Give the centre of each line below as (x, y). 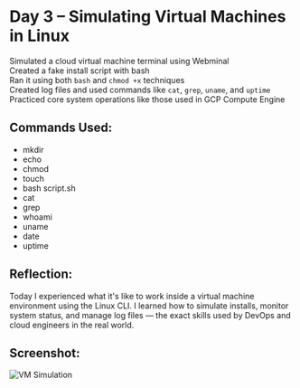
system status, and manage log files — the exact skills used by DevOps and (150, 315)
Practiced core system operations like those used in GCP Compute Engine (147, 99)
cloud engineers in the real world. (72, 325)
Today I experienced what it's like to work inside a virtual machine (132, 296)
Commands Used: (61, 128)
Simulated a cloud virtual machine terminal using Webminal (119, 61)
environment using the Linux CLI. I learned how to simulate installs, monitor (149, 306)
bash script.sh (49, 188)
